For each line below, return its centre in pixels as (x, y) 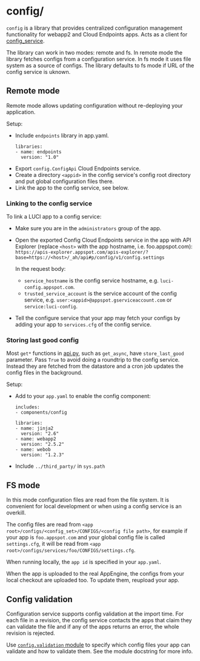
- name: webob (33, 450)
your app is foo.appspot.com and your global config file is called (86, 537)
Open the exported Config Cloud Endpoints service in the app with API (103, 240)
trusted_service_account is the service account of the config (100, 294)
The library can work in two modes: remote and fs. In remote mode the (95, 52)
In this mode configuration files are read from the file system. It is (88, 500)
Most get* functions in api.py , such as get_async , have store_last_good (95, 353)
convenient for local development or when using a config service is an (94, 507)
